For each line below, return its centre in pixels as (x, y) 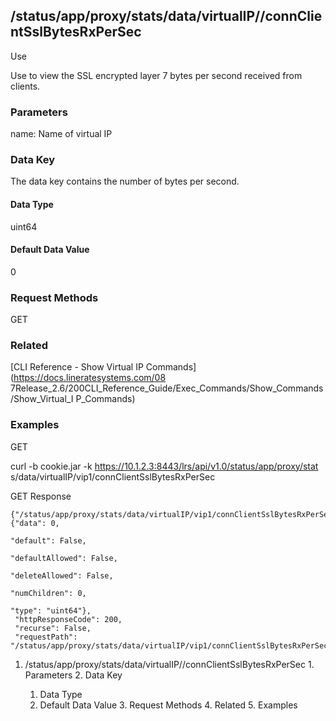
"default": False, (48, 540)
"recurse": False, (53, 628)
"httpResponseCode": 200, (68, 619)
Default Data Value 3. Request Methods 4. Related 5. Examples (168, 705)
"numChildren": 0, (48, 593)
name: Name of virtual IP (61, 134)
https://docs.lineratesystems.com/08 (90, 378)
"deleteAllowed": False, (62, 575)
